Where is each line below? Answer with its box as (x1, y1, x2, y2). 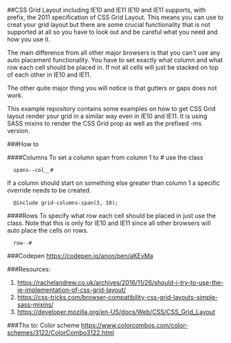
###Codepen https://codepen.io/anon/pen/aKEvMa (7, 252, 153, 259)
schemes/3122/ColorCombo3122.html (7, 329, 115, 337)
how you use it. (7, 35, 50, 43)
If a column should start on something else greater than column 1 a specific (7, 179, 220, 187)
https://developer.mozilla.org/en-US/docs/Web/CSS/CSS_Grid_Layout (16, 308, 215, 316)
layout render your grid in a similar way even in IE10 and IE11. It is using (7, 112, 208, 120)
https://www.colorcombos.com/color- (81, 321, 188, 329)
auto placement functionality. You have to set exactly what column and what (7, 56, 223, 64)
